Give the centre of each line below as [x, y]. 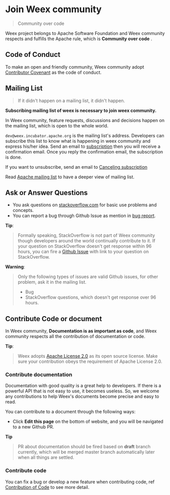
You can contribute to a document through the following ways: [71, 412]
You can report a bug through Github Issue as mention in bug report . [84, 216]
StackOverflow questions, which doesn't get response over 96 [91, 297]
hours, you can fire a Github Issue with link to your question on [83, 252]
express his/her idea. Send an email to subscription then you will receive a [83, 146]
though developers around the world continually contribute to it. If [87, 241]
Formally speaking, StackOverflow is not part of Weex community [86, 235]
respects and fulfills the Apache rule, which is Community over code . [79, 39]
